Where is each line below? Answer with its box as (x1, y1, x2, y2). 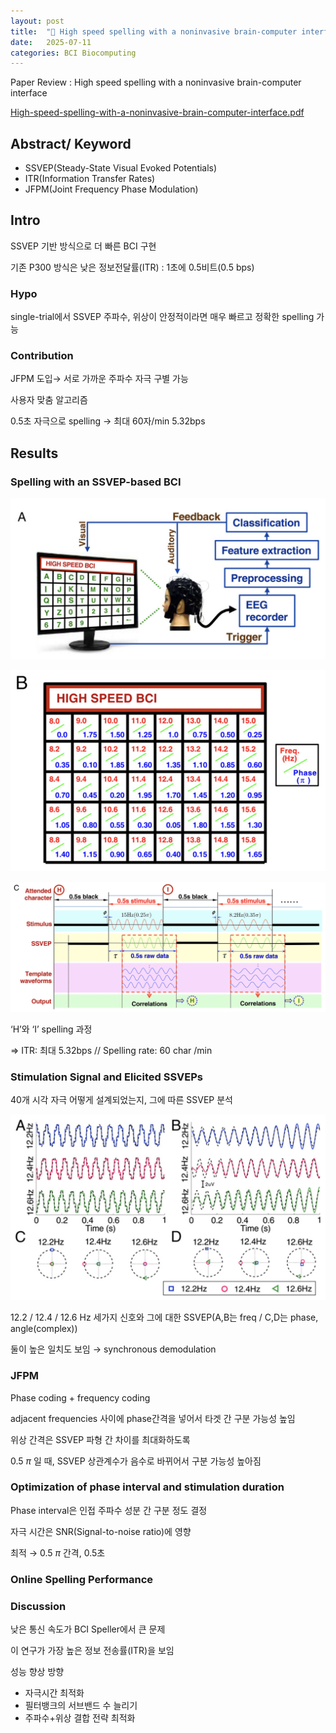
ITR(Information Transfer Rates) (24, 173, 156, 185)
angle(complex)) (10, 1323, 78, 1335)
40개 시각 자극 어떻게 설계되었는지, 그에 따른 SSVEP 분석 (10, 1094, 233, 1106)
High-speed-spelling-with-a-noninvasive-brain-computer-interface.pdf (10, 106, 305, 119)
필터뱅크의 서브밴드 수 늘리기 (24, 1700, 138, 1712)
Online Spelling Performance (10, 1572, 154, 1586)
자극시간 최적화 (24, 1687, 85, 1699)
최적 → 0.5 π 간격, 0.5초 (10, 1546, 106, 1559)
